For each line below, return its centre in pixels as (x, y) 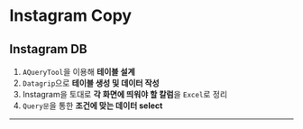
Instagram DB (48, 49)
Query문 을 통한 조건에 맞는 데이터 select (92, 106)
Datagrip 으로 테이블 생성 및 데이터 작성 (91, 83)
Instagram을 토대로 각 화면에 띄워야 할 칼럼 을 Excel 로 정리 (125, 94)
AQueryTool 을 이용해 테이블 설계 (78, 72)
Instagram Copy (71, 16)
